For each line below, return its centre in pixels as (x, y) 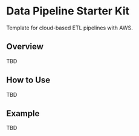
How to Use (28, 80)
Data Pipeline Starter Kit (68, 11)
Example (23, 113)
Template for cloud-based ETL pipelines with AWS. (69, 28)
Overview (25, 47)
